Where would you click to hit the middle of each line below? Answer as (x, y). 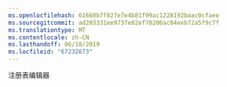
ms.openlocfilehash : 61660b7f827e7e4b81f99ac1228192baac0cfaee (114, 15)
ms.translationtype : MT (47, 30)
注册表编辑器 (29, 75)
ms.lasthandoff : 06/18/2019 (54, 45)
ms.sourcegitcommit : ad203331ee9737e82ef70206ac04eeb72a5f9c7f (114, 23)
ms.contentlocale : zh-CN (49, 37)
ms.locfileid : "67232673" (50, 52)
